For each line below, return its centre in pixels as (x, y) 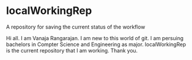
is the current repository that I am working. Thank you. (72, 50)
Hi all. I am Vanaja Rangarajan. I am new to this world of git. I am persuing (95, 38)
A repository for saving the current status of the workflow (76, 27)
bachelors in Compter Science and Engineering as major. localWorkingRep (96, 44)
